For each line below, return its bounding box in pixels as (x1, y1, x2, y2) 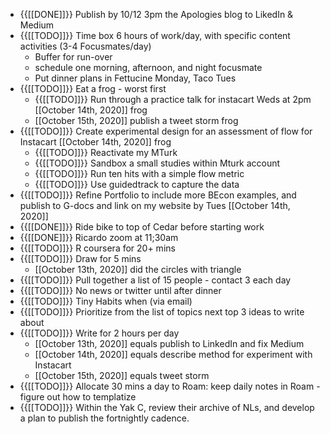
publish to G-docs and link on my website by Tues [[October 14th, (19, 200, 291, 211)
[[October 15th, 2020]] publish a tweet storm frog (34, 115, 239, 126)
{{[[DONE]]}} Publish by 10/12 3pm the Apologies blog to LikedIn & (19, 9, 294, 20)
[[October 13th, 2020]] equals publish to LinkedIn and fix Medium (34, 338, 305, 349)
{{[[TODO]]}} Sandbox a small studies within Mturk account (34, 157, 281, 169)
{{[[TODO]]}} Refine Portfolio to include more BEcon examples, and (19, 189, 297, 201)
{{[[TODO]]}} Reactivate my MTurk (34, 147, 178, 158)
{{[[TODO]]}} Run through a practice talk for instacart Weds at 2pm (34, 94, 312, 105)
